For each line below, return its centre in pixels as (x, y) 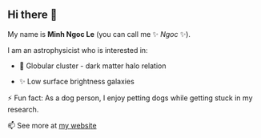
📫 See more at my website (52, 125)
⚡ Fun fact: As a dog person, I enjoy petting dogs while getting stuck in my (130, 98)
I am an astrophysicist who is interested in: (78, 50)
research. (23, 109)
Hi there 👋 (32, 15)
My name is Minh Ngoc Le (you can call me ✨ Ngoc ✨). (99, 34)
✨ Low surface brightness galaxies (77, 81)
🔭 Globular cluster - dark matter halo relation (92, 66)
